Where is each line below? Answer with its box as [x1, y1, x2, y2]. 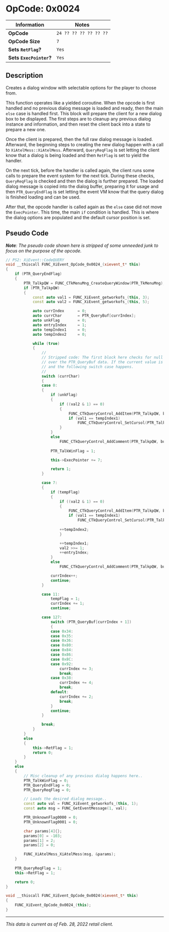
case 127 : [41, 615, 62, 620]
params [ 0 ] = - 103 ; [24, 833, 62, 838]
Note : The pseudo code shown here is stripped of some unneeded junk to [6, 242, 158, 248]
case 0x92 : [50, 662, 73, 667]
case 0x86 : [50, 652, 73, 658]
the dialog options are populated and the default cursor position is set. [6, 214, 151, 220]
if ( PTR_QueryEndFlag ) [15, 271, 62, 276]
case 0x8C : [50, 657, 73, 662]
